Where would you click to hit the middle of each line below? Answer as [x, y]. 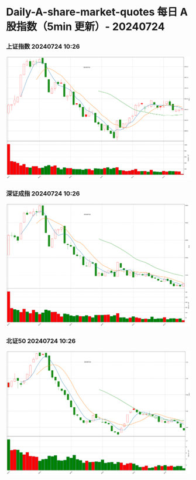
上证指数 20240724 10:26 [43, 46]
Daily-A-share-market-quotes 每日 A [97, 12]
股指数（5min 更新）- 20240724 [85, 27]
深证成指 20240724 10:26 [43, 193]
